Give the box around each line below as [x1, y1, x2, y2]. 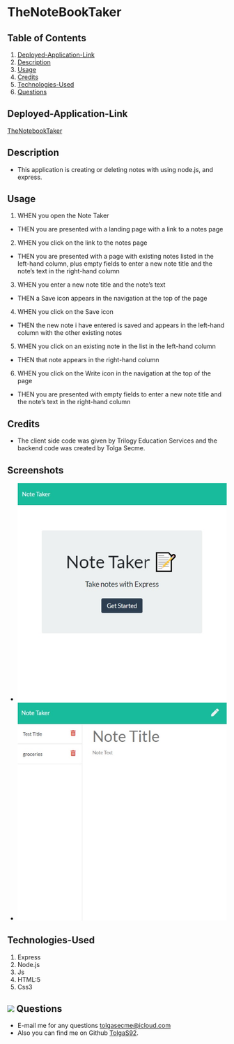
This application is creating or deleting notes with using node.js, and [17, 165, 214, 173]
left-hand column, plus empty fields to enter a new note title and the [17, 259, 212, 268]
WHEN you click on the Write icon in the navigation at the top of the [17, 369, 211, 378]
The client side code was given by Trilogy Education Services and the [17, 436, 218, 445]
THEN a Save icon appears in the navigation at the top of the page [17, 294, 208, 303]
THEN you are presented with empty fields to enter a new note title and [17, 390, 221, 399]
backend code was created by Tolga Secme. [17, 444, 146, 452]
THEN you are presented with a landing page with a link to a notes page [17, 225, 224, 234]
